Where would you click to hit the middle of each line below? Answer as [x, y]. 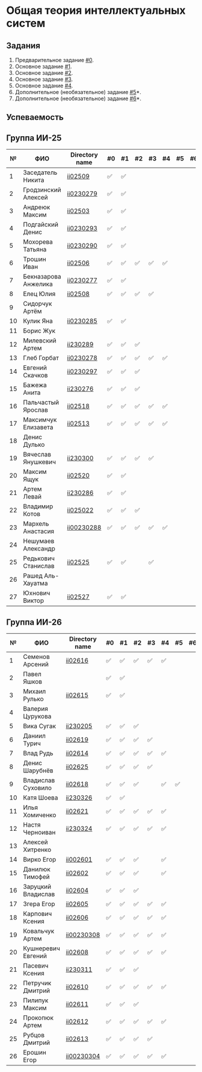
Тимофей [36, 877]
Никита [34, 180]
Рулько [33, 699]
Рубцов [34, 1035]
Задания [23, 46]
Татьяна [35, 250]
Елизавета [38, 427]
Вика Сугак [39, 726]
